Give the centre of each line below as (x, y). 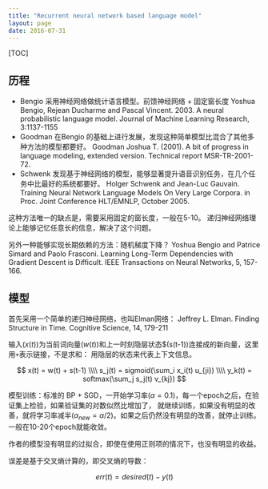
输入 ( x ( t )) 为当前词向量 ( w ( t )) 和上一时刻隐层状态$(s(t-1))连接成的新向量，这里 (134, 344)
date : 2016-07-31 (37, 30)
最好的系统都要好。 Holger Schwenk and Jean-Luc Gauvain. (140, 184)
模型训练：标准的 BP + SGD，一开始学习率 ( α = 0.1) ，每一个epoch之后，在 (130, 395)
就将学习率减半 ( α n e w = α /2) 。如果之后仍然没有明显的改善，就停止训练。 (141, 416)
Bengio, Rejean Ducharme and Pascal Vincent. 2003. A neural (122, 110)
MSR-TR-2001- (229, 156)
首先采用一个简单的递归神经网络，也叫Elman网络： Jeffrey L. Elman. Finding (134, 319)
